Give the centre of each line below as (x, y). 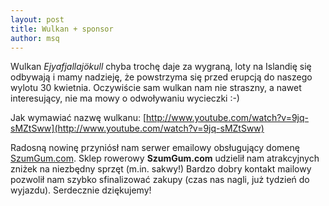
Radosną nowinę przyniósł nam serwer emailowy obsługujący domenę (155, 148)
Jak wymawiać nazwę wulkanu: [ (78, 118)
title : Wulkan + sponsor (62, 29)
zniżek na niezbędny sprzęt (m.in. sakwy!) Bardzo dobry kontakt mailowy (161, 169)
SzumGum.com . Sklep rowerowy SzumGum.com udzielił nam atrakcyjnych (165, 158)
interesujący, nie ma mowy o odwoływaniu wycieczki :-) (125, 98)
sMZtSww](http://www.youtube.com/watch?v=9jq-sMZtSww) (137, 128)
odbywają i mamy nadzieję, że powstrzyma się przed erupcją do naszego (161, 77)
